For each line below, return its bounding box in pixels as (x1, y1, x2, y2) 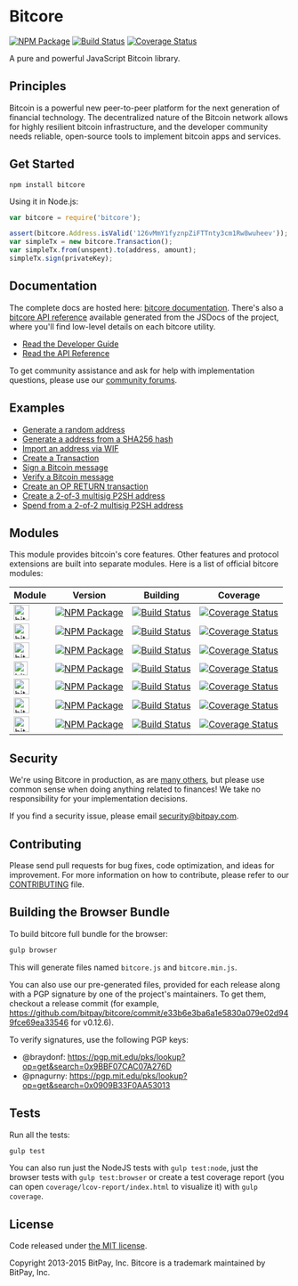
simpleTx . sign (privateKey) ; (9, 254, 114, 264)
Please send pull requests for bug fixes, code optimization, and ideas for (9, 860, 275, 870)
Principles (9, 78, 67, 94)
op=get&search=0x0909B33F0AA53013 (21, 1079, 171, 1090)
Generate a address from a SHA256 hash (21, 434, 173, 444)
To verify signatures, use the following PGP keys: (9, 1034, 189, 1045)
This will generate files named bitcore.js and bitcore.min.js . (9, 962, 238, 973)
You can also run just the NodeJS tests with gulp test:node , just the (9, 1162, 259, 1173)
